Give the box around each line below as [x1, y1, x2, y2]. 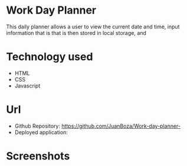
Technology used [6, 50, 93, 64]
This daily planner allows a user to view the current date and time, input [6, 23, 180, 30]
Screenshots [6, 149, 70, 162]
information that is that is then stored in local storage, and [6, 29, 146, 36]
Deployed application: [14, 128, 68, 136]
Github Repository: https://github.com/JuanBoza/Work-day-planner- [14, 122, 181, 129]
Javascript [14, 82, 41, 89]
